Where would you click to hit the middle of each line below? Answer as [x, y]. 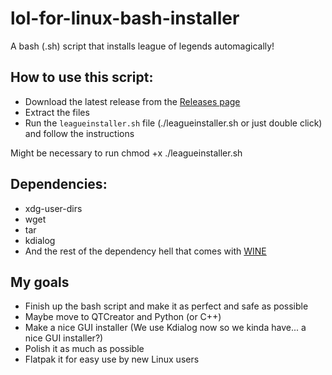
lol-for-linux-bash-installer [125, 18]
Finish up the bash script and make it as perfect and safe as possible [166, 306]
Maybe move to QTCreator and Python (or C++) [123, 317]
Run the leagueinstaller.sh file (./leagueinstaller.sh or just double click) [173, 123]
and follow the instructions [79, 133]
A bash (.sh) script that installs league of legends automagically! [142, 46]
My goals [40, 282]
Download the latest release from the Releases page [132, 101]
